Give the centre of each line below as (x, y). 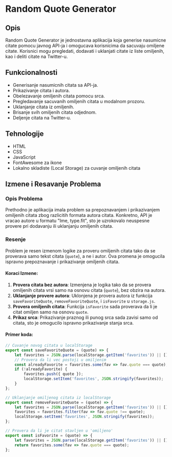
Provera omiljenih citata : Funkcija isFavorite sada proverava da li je (85, 306)
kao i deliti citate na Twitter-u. (37, 56)
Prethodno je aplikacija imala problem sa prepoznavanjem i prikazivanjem (83, 210)
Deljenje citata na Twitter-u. (42, 117)
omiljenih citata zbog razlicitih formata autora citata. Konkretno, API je (79, 215)
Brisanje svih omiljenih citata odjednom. (55, 112)
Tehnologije (25, 134)
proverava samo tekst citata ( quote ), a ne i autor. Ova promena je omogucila (85, 256)
